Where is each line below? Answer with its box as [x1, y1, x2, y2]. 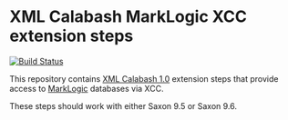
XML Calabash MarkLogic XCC [9, 6, 248, 27]
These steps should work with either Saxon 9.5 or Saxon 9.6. [9, 100, 238, 111]
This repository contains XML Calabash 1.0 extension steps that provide [9, 73, 279, 84]
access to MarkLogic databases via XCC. [9, 83, 164, 94]
